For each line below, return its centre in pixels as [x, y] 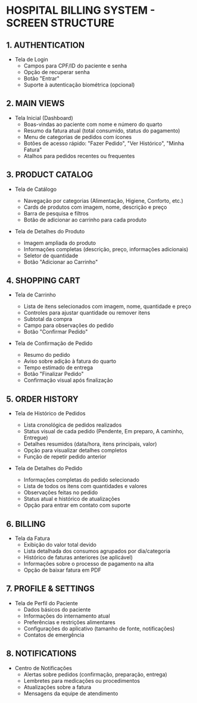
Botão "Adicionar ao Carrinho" [61, 262]
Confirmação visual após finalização [68, 380]
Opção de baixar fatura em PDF [62, 570]
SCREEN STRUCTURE [60, 23]
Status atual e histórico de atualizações [72, 499]
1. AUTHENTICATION [46, 45]
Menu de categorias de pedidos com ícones [78, 137]
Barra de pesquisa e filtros [56, 213]
